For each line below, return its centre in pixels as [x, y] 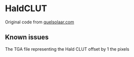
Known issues [27, 37]
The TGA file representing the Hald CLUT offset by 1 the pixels [67, 49]
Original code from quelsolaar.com [40, 22]
